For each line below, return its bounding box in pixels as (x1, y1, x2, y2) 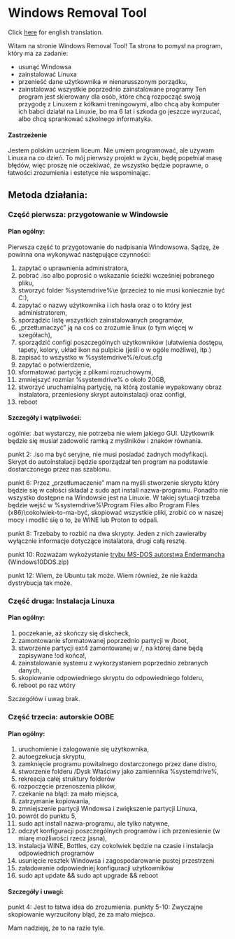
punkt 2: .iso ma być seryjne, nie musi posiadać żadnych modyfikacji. (8, 450, 208, 458)
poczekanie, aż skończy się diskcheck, (17, 628, 131, 637)
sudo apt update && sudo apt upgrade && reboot (17, 871, 158, 880)
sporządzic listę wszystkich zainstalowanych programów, (17, 316, 184, 324)
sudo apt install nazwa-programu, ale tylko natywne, (17, 819, 170, 828)
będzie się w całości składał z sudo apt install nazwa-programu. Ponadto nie (8, 486, 229, 494)
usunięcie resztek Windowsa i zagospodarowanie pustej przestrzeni (17, 856, 215, 865)
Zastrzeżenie (8, 131, 48, 139)
